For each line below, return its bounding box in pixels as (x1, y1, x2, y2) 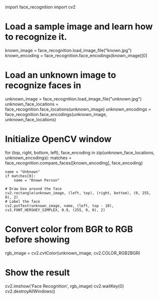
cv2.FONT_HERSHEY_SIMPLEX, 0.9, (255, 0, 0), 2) (5, 207, 106, 213)
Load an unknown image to (5, 70, 116, 81)
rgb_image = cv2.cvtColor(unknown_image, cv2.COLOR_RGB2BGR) (5, 250, 141, 256)
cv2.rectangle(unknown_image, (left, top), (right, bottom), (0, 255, (5, 190, 151, 196)
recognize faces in (5, 80, 81, 91)
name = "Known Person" (14, 178, 60, 183)
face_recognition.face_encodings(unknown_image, (5, 111, 107, 117)
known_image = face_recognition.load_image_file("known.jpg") (5, 47, 132, 53)
